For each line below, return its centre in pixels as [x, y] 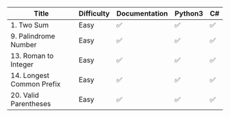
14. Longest [30, 76]
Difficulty [94, 13]
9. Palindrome [33, 36]
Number [24, 45]
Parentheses [31, 104]
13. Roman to [32, 56]
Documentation [142, 13]
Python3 [189, 13]
